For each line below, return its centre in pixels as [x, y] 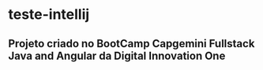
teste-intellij [49, 15]
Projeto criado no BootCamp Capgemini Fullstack [131, 44]
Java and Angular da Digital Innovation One [117, 55]
